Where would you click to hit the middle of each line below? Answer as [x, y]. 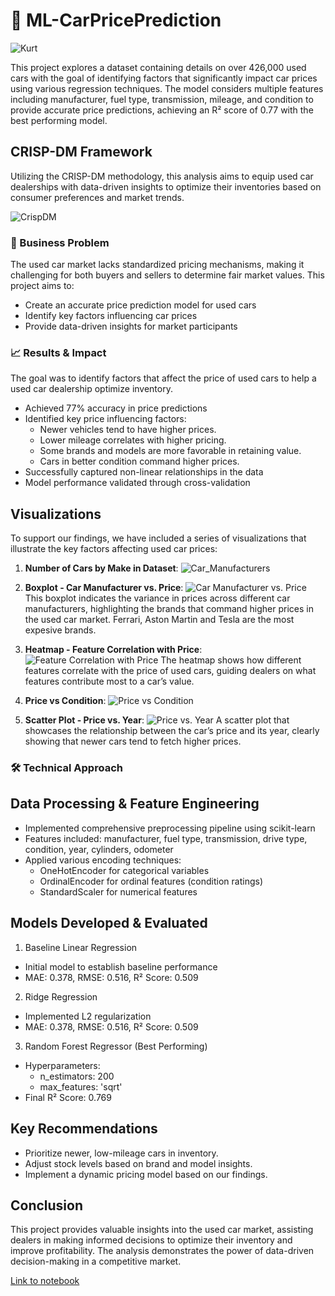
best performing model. [59, 120]
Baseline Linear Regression [81, 947]
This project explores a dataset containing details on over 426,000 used [158, 67]
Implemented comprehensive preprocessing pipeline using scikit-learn [170, 828]
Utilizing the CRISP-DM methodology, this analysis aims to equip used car [162, 176]
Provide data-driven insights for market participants [131, 326]
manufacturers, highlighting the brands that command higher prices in [169, 609]
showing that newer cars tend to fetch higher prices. [133, 741]
